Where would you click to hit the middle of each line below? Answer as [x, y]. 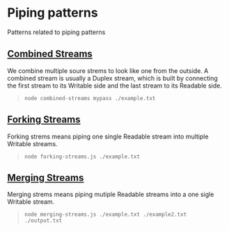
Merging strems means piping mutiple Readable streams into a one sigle [111, 194]
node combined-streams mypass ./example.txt [90, 98]
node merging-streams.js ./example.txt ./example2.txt [105, 215]
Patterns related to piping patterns [56, 32]
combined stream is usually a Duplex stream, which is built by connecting [112, 78]
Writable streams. [32, 143]
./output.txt [43, 221]
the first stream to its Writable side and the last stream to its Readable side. [115, 86]
